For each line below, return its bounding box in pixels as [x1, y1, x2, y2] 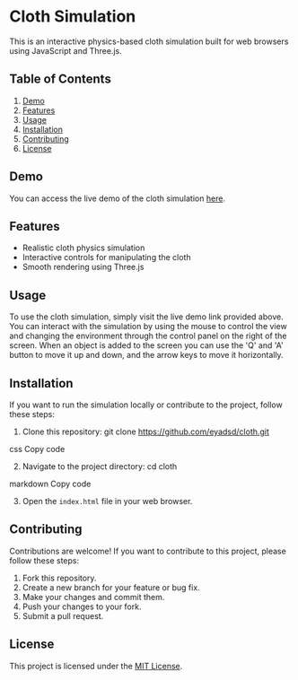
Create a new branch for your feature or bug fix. [22, 581, 200, 593]
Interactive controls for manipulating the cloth [22, 252, 191, 263]
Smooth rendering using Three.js [22, 262, 145, 273]
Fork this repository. [22, 572, 97, 583]
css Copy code [9, 444, 66, 454]
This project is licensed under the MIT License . [9, 660, 183, 671]
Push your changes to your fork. [22, 601, 142, 612]
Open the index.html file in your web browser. [22, 496, 193, 506]
